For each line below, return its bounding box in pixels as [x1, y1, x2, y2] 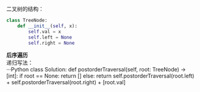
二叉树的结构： [6, 5, 44, 12]
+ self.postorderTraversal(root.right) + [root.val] [6, 79, 126, 86]
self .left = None [28, 34, 72, 41]
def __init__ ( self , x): [17, 23, 78, 29]
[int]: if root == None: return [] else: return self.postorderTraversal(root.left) [6, 72, 195, 80]
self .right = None [28, 40, 75, 46]
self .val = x [28, 28, 62, 34]
